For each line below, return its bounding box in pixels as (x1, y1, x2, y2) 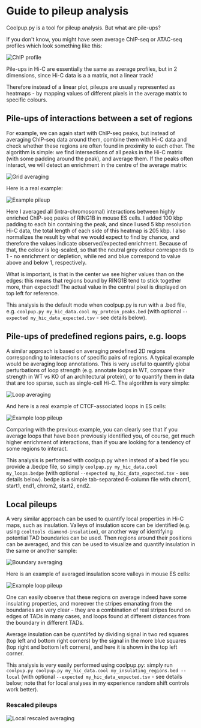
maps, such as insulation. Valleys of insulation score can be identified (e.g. (6, 522, 191, 529)
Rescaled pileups (6, 701, 58, 709)
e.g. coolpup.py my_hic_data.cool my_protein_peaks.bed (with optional (6, 307, 181, 314)
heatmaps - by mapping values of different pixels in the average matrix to (6, 89, 188, 97)
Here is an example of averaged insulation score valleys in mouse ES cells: (6, 570, 191, 577)
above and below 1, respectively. (6, 259, 87, 266)
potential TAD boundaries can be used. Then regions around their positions (6, 534, 192, 541)
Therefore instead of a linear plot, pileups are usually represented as (6, 83, 176, 91)
